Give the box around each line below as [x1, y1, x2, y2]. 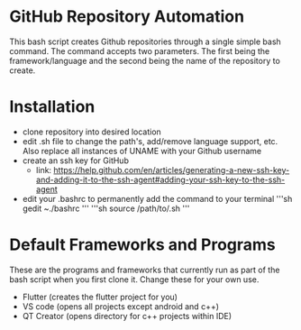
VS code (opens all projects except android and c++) [22, 300, 219, 312]
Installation [9, 96, 96, 117]
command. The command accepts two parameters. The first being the [9, 45, 270, 56]
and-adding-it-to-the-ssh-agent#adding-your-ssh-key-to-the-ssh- [35, 174, 286, 185]
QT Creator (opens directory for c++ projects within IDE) [22, 310, 233, 321]
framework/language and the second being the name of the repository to [9, 55, 281, 66]
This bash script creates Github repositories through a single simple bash [9, 36, 281, 47]
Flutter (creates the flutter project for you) [22, 291, 178, 302]
